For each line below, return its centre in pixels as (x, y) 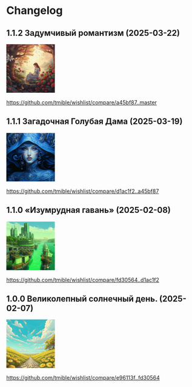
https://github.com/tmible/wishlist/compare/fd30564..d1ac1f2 (83, 280)
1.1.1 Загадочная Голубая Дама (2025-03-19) (94, 122)
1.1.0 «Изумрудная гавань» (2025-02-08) (89, 210)
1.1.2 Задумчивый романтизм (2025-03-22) (93, 33)
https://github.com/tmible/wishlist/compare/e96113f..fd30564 (83, 378)
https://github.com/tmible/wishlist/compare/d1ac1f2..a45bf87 (83, 191)
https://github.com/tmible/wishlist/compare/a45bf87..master (82, 103)
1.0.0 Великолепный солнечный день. (82, 299)
